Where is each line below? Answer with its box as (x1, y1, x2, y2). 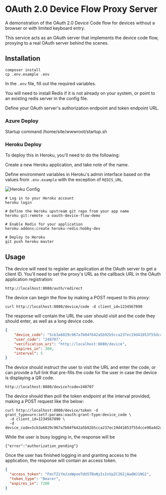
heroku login (5, 200, 32, 205)
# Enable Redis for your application (5, 222, 83, 227)
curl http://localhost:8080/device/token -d (5, 408, 98, 413)
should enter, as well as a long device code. (5, 318, 94, 324)
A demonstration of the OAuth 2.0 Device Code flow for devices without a (5, 20, 155, 26)
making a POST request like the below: (5, 398, 84, 404)
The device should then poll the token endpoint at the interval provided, (5, 393, 151, 399)
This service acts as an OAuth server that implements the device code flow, (5, 35, 159, 41)
